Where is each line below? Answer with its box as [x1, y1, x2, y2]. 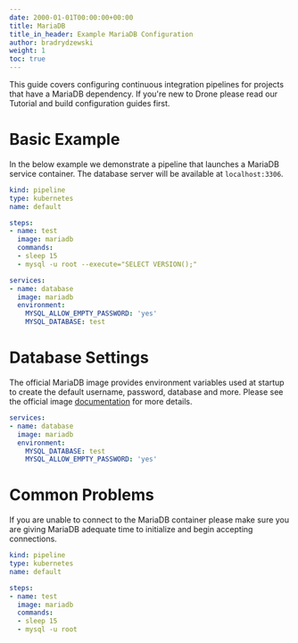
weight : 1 [9, 46, 46, 55]
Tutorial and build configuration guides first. [9, 98, 170, 108]
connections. [9, 533, 58, 545]
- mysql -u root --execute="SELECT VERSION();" [17, 260, 198, 269]
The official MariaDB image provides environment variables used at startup [9, 377, 285, 388]
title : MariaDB [9, 21, 66, 30]
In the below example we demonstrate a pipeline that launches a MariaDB [9, 158, 279, 170]
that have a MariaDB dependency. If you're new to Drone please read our [9, 88, 278, 99]
